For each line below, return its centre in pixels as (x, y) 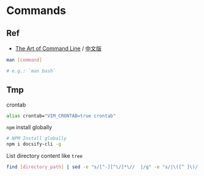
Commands (36, 11)
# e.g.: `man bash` (31, 71)
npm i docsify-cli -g (34, 144)
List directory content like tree (45, 156)
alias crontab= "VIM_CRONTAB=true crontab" (61, 116)
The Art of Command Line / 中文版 (58, 48)
